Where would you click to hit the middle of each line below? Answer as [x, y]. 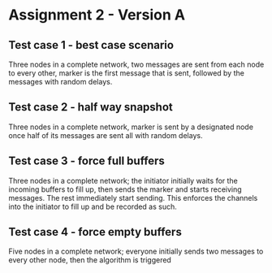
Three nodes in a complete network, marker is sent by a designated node [131, 127]
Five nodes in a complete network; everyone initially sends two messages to [136, 251]
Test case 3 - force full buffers [86, 161]
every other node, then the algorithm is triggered [90, 260]
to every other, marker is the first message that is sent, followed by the [127, 73]
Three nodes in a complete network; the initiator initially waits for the [123, 180]
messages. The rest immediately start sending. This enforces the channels [133, 197]
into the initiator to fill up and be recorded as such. [93, 206]
